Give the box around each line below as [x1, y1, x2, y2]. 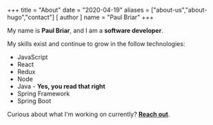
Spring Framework [17, 89, 70, 98]
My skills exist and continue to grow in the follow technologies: [7, 40, 185, 47]
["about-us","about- [150, 6, 207, 14]
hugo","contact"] [7, 13, 55, 21]
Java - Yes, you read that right [17, 82, 105, 90]
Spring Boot [17, 97, 52, 105]
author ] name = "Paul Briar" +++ [59, 13, 154, 21]
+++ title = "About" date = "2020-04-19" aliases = [7, 6, 150, 14]
